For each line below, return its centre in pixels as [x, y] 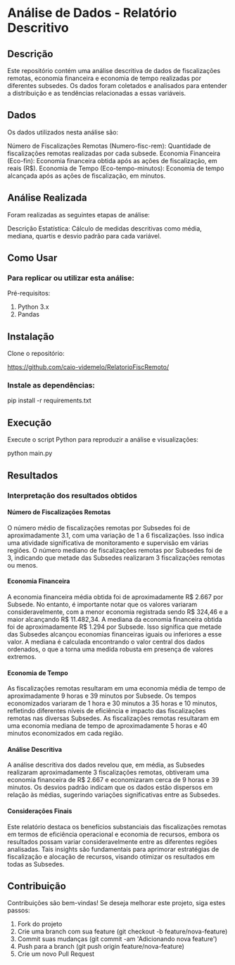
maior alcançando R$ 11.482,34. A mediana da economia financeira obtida [115, 619]
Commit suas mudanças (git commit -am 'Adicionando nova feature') [117, 939]
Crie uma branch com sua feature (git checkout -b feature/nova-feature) [122, 932]
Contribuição [37, 886]
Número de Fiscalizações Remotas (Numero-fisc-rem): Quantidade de [109, 146]
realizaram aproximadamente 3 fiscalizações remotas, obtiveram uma [108, 772]
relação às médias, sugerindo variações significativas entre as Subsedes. [114, 795]
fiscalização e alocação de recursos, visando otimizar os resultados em [111, 857]
